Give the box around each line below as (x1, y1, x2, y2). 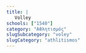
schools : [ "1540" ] (6, 20, 53, 26)
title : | (6, 9, 29, 15)
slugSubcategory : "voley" (6, 32, 72, 38)
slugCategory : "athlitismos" (6, 37, 81, 43)
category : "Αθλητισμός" (6, 26, 67, 32)
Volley (14, 15, 32, 21)
